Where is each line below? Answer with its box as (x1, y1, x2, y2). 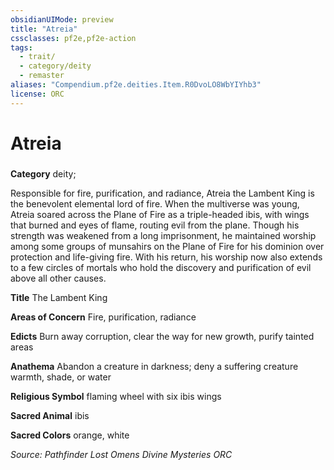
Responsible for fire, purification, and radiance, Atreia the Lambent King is (10, 187, 315, 199)
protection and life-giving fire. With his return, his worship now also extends (10, 251, 323, 263)
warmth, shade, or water (10, 371, 112, 383)
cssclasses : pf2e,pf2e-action (10, 33, 137, 43)
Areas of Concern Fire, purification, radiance (10, 311, 197, 323)
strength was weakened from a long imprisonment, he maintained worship (10, 229, 317, 241)
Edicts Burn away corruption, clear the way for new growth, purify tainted (10, 330, 315, 342)
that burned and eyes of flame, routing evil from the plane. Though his (10, 219, 300, 231)
